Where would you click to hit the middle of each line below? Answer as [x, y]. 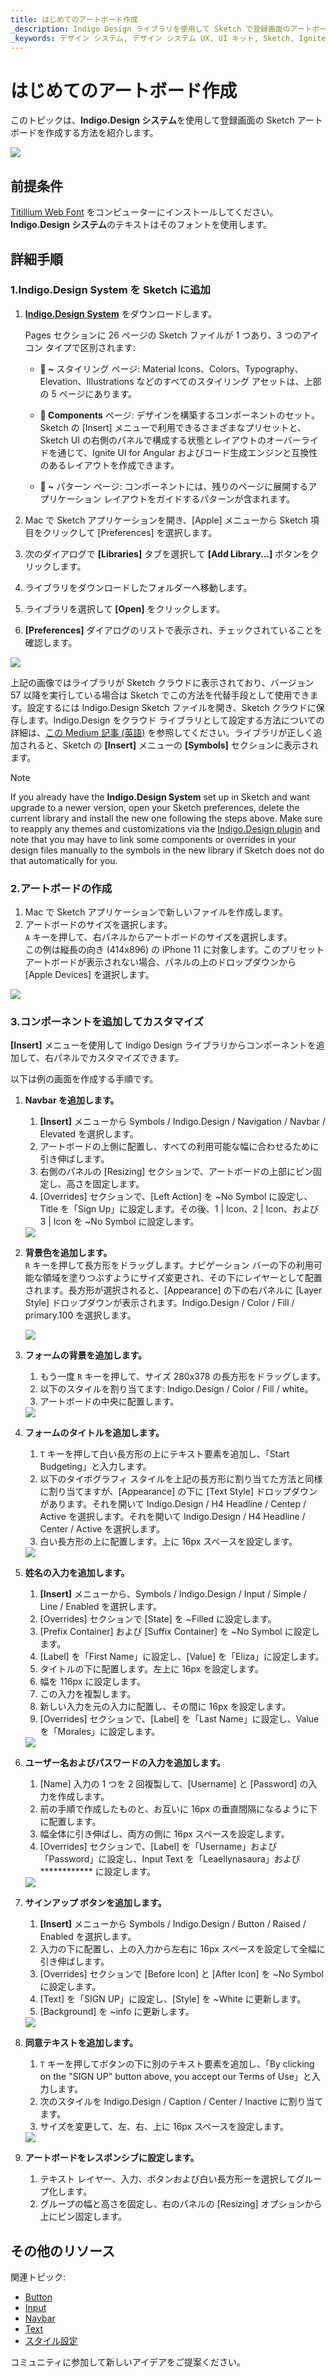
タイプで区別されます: [90, 347]
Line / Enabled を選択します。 [101, 1607]
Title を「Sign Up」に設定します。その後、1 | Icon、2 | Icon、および [179, 1209]
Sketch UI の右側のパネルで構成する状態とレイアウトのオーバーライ [179, 440]
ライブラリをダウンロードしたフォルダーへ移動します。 [138, 587]
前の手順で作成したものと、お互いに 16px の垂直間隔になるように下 [178, 1809]
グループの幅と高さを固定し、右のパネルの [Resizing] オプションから [181, 2204]
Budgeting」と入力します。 [95, 1467]
